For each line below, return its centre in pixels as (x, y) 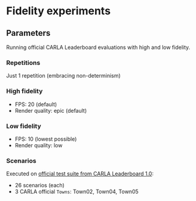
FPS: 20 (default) (36, 104)
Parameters (28, 33)
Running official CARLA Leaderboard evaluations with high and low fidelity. (98, 47)
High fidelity (24, 91)
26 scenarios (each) (39, 185)
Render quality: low (39, 145)
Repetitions (23, 63)
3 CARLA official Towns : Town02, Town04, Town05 (76, 191)
